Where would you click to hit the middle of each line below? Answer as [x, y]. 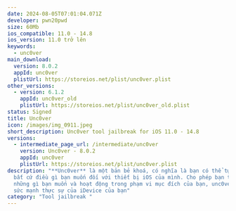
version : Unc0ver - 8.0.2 [58, 151]
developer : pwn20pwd [38, 20]
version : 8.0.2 [36, 66]
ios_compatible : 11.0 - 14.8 [50, 33]
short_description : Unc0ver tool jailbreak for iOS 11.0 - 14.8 [103, 132]
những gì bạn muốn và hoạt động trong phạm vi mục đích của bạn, [111, 184]
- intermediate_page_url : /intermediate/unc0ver [86, 145]
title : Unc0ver [29, 118]
